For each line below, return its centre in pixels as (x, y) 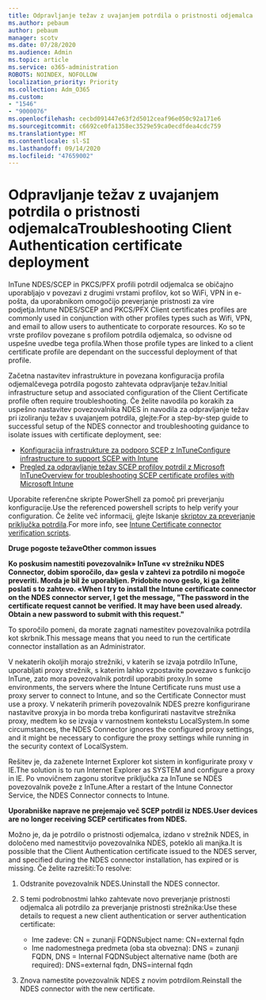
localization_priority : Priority (63, 82)
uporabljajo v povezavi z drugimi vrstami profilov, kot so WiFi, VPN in (120, 293)
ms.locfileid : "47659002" (51, 156)
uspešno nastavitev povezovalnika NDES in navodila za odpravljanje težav (129, 410)
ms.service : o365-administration (63, 67)
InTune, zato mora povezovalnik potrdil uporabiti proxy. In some (111, 679)
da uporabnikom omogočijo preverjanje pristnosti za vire (122, 302)
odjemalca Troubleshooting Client (120, 229)
